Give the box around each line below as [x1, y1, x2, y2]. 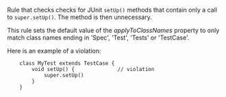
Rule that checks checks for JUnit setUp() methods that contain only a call [7, 6, 218, 14]
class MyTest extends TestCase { [19, 60, 115, 67]
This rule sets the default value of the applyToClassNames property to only [7, 27, 220, 34]
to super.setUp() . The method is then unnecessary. [7, 13, 152, 21]
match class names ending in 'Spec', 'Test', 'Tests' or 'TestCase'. [7, 33, 190, 42]
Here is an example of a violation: [7, 47, 101, 55]
